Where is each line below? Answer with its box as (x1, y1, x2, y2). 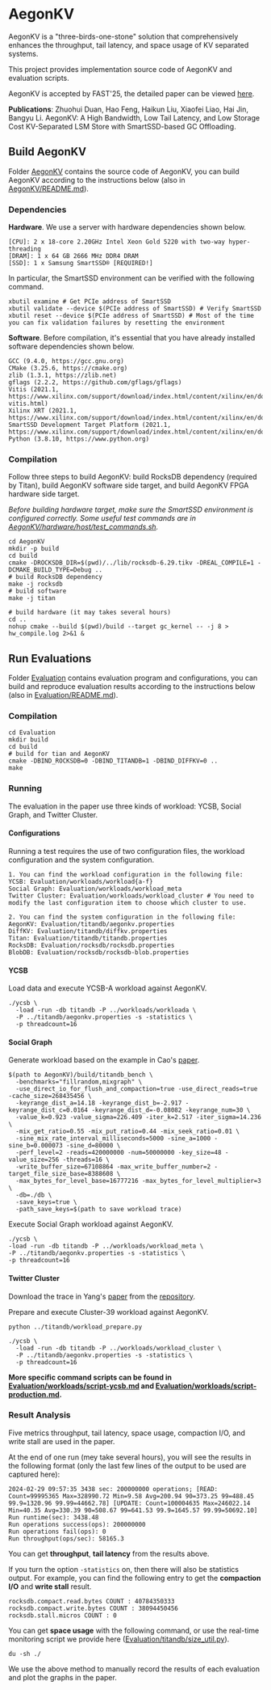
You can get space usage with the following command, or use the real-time (8, 1625, 260, 1635)
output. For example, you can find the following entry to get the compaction (8, 1573, 261, 1582)
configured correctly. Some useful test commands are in (8, 513, 196, 523)
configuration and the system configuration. (8, 855, 155, 864)
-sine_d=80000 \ (65, 1142, 121, 1150)
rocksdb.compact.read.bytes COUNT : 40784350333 (8, 1597, 175, 1605)
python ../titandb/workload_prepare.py (8, 1323, 143, 1331)
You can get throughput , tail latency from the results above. (8, 1548, 210, 1558)
